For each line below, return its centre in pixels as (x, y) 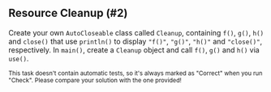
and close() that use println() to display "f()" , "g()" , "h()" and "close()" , (135, 41)
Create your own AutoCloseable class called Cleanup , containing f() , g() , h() (136, 32)
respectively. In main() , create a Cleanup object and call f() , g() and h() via (134, 50)
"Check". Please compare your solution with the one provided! (95, 80)
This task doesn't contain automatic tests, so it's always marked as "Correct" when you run (135, 73)
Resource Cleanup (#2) (68, 13)
